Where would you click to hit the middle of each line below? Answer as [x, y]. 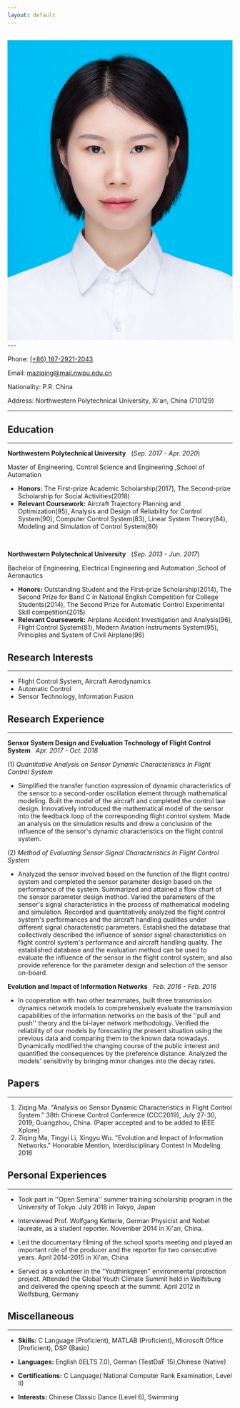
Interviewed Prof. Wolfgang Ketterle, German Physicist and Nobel [114, 1220]
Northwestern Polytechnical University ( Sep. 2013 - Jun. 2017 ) [104, 554]
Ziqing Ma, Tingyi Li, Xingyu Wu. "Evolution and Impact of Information [120, 1137]
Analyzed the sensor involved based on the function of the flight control [124, 874]
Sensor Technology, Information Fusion [75, 697]
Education [31, 429]
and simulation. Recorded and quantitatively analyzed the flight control [122, 912]
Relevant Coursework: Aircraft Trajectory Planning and [99, 504]
